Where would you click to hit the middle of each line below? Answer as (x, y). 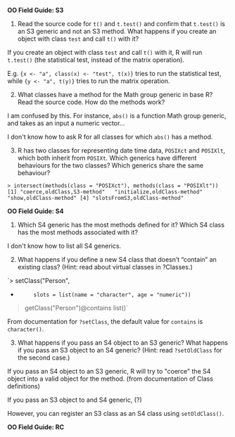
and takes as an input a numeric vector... (66, 123)
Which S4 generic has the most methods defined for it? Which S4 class (121, 225)
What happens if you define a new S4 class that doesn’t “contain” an (117, 259)
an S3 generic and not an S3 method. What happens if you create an (117, 31)
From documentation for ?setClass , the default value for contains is (105, 322)
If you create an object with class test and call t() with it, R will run (105, 52)
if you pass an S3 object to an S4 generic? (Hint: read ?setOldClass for (120, 350)
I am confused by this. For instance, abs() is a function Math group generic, (117, 116)
